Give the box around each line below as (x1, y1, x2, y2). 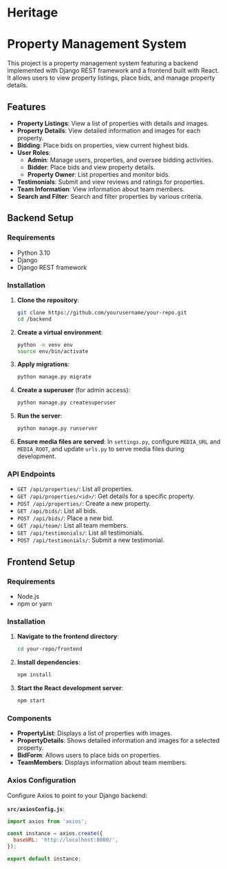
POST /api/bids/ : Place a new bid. (17, 514, 114, 522)
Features (7, 101, 46, 113)
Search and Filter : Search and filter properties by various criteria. (17, 192, 203, 200)
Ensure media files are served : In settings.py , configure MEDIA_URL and (17, 438, 221, 446)
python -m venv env (17, 341, 74, 348)
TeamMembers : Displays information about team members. (17, 758, 187, 766)
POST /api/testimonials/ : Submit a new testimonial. (17, 536, 165, 544)
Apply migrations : (17, 360, 70, 369)
